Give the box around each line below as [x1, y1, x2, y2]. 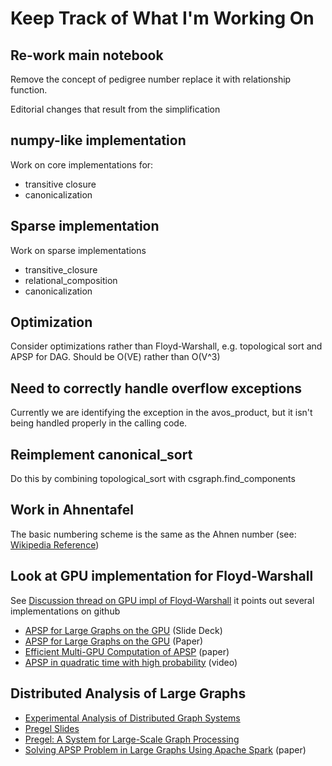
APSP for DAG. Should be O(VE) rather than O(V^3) [10, 351, 221, 363]
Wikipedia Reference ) [10, 538, 100, 551]
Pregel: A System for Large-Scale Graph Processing [24, 733, 240, 745]
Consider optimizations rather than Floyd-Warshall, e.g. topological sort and [10, 340, 323, 352]
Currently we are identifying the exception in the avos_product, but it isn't [10, 407, 313, 419]
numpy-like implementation [10, 132, 187, 149]
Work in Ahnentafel [10, 502, 134, 519]
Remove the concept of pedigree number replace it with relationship [10, 73, 292, 85]
